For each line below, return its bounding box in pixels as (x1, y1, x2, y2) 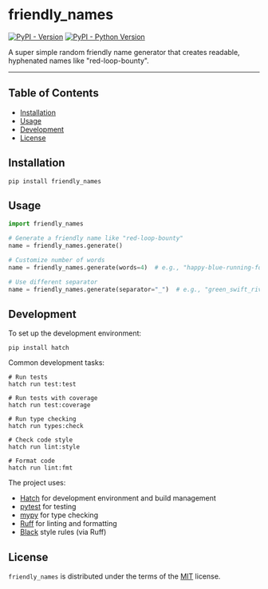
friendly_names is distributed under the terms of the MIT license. (8, 571, 221, 581)
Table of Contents (8, 86, 100, 100)
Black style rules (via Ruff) (19, 528, 107, 537)
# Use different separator (8, 277, 98, 286)
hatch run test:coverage (8, 401, 91, 410)
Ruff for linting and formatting (19, 519, 117, 528)
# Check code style (8, 436, 73, 444)
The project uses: (8, 478, 66, 488)
